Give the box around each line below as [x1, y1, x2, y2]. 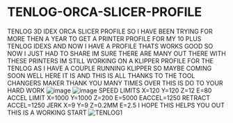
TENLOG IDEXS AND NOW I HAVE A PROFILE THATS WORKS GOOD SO [7, 42, 214, 50]
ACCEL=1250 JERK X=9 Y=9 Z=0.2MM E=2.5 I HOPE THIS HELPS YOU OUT [7, 101, 225, 109]
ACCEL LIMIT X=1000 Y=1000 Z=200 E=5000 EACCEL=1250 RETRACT [7, 93, 211, 101]
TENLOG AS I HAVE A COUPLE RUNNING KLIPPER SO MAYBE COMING [7, 64, 212, 72]
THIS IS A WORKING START [7, 108, 87, 117]
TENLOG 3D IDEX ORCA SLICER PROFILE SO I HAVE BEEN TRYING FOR [7, 27, 214, 35]
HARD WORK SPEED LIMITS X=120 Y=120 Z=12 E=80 [7, 86, 212, 95]
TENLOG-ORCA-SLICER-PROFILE [7, 4, 202, 20]
